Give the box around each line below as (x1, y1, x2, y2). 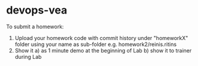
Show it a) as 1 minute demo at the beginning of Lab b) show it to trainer (14, 47, 192, 54)
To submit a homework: (6, 23, 64, 30)
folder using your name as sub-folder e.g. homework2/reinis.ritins (14, 41, 177, 48)
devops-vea (6, 4, 67, 17)
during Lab (14, 53, 42, 60)
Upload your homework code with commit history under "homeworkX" (14, 34, 188, 41)
